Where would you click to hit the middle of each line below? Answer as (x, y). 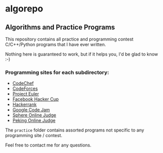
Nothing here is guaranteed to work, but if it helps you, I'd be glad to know (82, 54)
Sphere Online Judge (34, 115)
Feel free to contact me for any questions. (48, 145)
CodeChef (23, 83)
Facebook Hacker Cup (35, 99)
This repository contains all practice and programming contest (69, 39)
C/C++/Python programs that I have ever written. (56, 44)
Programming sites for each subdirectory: (57, 72)
